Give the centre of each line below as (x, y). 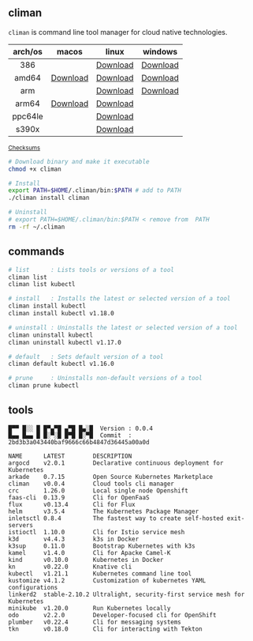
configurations (33, 587)
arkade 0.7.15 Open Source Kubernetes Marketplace (111, 477)
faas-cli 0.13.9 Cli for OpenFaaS (79, 497)
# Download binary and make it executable (79, 161)
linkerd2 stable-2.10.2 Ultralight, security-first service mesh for (126, 594)
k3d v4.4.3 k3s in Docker (74, 539)
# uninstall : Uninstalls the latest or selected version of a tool (123, 327)
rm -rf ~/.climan (37, 227)
